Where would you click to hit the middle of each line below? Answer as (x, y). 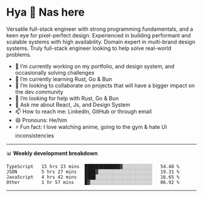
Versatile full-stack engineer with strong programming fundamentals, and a (100, 29)
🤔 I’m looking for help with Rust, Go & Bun (67, 98)
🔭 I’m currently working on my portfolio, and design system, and (95, 66)
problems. (19, 54)
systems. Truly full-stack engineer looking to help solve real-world (89, 48)
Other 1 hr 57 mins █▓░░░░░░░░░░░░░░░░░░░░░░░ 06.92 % (93, 182)
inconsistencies (34, 136)
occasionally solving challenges (55, 72)
